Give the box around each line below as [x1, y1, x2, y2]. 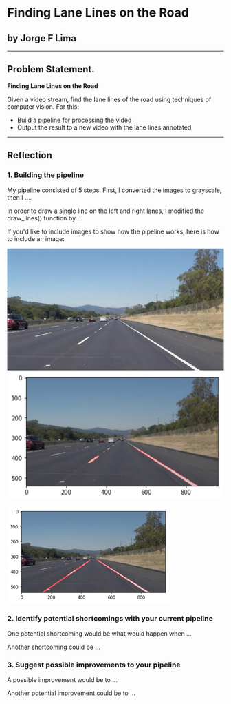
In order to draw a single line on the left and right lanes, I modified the [7, 207, 205, 215]
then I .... [7, 193, 32, 201]
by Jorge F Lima [7, 32, 77, 44]
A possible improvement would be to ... [7, 675, 118, 683]
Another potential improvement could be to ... [7, 689, 136, 697]
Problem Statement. [7, 63, 95, 75]
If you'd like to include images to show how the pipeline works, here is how [7, 227, 220, 236]
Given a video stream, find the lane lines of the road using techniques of [7, 95, 212, 103]
